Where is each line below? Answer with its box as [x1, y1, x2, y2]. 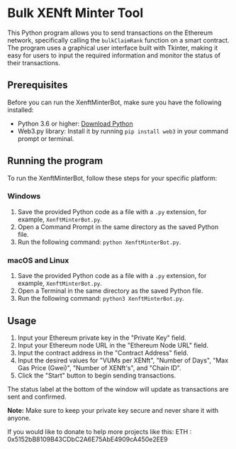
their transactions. [7, 58, 60, 67]
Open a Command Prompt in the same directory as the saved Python [17, 222, 219, 231]
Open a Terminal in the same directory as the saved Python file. [17, 287, 203, 295]
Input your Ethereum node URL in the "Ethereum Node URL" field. [17, 340, 209, 349]
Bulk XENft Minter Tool [7, 5, 144, 21]
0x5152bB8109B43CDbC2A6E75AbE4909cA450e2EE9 [7, 435, 168, 443]
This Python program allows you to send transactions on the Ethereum [7, 28, 213, 37]
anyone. [7, 414, 31, 422]
